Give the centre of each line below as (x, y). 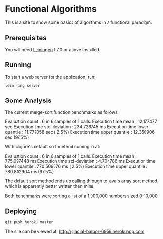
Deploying (21, 211)
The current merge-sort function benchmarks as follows (61, 112)
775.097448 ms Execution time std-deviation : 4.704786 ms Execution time (80, 161)
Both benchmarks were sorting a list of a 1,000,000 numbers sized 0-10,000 (81, 196)
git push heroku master (29, 222)
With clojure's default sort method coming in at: (53, 147)
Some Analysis (28, 100)
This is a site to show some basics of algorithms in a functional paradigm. (79, 22)
